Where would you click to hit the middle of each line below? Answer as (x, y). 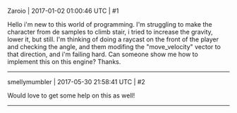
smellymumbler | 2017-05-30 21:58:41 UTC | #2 (77, 82)
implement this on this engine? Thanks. (64, 62)
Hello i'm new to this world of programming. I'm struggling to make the (110, 24)
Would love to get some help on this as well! (71, 95)
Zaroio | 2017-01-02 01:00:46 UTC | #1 (63, 11)
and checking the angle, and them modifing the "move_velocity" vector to (114, 47)
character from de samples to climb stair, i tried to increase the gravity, (110, 32)
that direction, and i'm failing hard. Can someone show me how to (103, 54)
